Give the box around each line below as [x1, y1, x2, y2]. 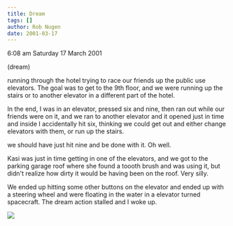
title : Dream [7, 10, 45, 18]
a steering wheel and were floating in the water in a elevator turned [7, 190, 201, 199]
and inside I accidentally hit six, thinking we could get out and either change [7, 120, 226, 128]
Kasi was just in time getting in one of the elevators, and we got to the [7, 154, 209, 163]
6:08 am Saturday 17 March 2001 [7, 49, 103, 58]
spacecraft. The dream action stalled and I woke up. [7, 198, 157, 206]
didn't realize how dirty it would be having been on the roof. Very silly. [7, 169, 209, 178]
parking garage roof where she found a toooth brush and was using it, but [7, 162, 220, 171]
